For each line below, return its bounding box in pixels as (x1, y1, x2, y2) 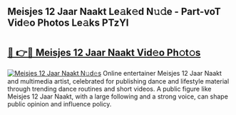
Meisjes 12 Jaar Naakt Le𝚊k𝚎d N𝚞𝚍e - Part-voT (7, 6, 221, 18)
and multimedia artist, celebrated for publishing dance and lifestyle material (7, 77, 230, 85)
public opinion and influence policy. (7, 100, 112, 108)
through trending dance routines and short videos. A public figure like (7, 85, 212, 93)
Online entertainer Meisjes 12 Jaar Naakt (103, 69, 222, 77)
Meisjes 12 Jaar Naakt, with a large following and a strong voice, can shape (7, 92, 228, 101)
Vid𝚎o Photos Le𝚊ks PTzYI (7, 17, 129, 29)
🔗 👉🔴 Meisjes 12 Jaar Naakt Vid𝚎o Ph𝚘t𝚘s (7, 46, 201, 59)
